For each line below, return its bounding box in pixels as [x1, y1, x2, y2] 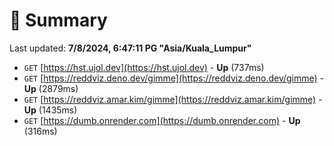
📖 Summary [9, 9, 108, 32]
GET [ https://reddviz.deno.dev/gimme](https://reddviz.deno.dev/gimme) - [23, 72, 325, 84]
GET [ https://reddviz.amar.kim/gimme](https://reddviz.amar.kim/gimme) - [23, 93, 323, 105]
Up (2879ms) [23, 82, 79, 94]
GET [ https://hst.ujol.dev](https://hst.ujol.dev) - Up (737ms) [23, 61, 265, 73]
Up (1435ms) [23, 104, 78, 116]
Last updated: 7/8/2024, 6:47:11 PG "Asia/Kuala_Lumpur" [9, 42, 252, 54]
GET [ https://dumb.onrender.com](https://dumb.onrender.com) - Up [23, 114, 301, 126]
